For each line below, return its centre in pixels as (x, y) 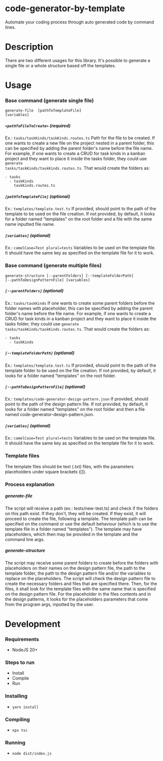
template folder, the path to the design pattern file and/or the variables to (78, 573)
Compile (20, 678)
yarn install (25, 707)
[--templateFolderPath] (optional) (40, 353)
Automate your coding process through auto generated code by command (80, 22)
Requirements (22, 639)
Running (15, 742)
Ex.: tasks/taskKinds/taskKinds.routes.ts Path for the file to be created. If (80, 138)
